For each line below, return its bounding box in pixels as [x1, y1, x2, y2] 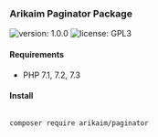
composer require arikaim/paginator [9, 118, 149, 128]
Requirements [9, 48, 65, 59]
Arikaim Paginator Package [9, 7, 132, 20]
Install [9, 90, 34, 101]
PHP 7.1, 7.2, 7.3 [22, 69, 80, 80]
